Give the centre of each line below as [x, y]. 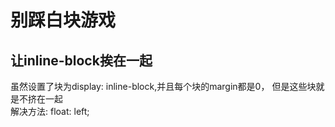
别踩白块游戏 [63, 20]
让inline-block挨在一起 [81, 60]
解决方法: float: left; [50, 111]
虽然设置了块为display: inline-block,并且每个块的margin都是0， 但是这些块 [163, 86]
